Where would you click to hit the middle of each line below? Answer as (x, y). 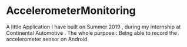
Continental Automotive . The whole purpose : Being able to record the (92, 32)
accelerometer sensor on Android (47, 39)
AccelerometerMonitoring (71, 11)
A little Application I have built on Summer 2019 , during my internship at (93, 27)
